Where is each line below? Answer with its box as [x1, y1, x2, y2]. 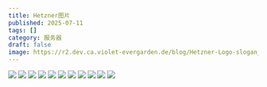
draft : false [8, 41, 52, 49]
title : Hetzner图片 [8, 11, 71, 20]
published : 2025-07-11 [8, 19, 83, 27]
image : [8, 48, 30, 56]
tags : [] [8, 26, 37, 34]
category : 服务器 [8, 33, 62, 42]
